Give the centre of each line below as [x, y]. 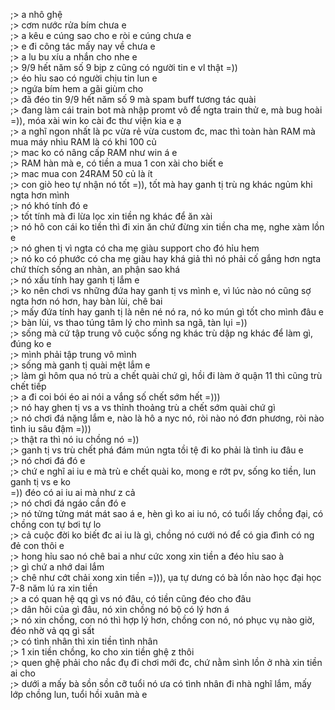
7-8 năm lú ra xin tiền [54, 588]
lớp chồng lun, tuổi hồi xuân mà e [79, 694]
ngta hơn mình [40, 195]
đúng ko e [31, 343]
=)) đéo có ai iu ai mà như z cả [73, 492]
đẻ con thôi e [37, 545]
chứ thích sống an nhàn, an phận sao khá [95, 269]
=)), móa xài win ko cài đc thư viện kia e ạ [96, 120]
